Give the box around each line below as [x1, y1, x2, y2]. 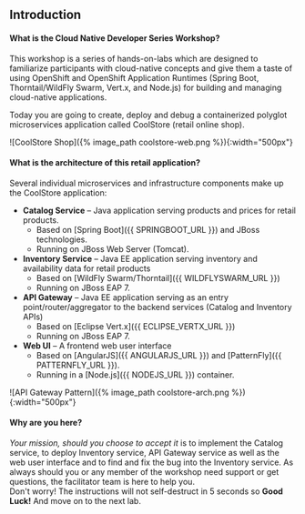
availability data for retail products [22, 263, 151, 274]
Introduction [9, 7, 82, 23]
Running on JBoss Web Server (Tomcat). [36, 243, 189, 254]
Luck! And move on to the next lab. [9, 496, 141, 506]
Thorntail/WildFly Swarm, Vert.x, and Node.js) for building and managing [9, 82, 282, 93]
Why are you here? [9, 418, 83, 428]
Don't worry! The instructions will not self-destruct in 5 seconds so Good [9, 486, 284, 497]
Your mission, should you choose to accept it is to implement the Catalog [9, 438, 284, 448]
